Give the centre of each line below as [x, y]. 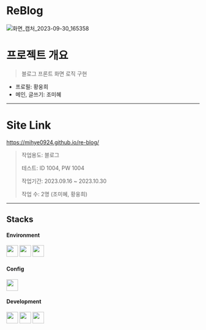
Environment [23, 235]
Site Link [29, 125]
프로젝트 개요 [37, 56]
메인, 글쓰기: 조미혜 [38, 94]
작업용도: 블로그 [40, 155]
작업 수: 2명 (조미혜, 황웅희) [54, 194]
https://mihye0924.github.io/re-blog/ [53, 142]
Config [15, 269]
